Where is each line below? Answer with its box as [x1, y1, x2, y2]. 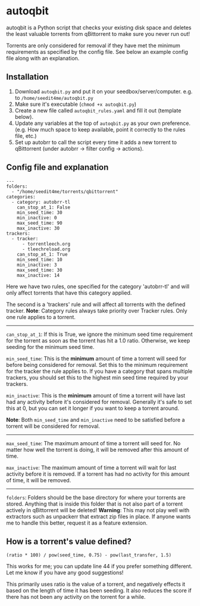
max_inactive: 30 [17, 225, 60, 231]
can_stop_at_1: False [17, 204, 70, 210]
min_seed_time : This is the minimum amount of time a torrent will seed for [6, 354, 186, 362]
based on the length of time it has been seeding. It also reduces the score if [6, 587, 192, 594]
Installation [6, 72, 49, 82]
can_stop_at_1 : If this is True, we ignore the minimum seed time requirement [6, 330, 193, 338]
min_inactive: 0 [17, 215, 58, 221]
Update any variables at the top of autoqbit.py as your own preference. [14, 120, 190, 127]
